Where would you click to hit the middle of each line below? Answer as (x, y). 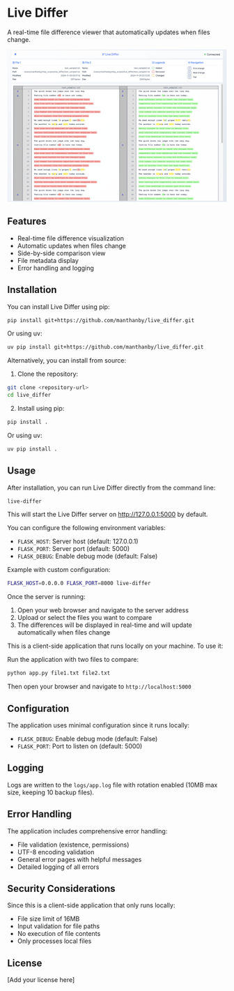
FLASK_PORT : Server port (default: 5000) (73, 549)
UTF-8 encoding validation (56, 852)
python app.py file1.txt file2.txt (59, 673)
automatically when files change (64, 633)
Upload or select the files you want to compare (85, 618)
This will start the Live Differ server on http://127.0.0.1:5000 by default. (108, 515)
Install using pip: (41, 408)
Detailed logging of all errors (58, 867)
